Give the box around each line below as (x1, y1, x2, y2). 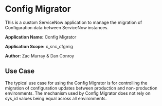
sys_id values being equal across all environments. (5, 95, 107, 101)
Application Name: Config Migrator (5, 34, 77, 40)
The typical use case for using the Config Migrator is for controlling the (5, 80, 147, 86)
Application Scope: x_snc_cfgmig (5, 43, 73, 49)
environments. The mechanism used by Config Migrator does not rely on (5, 90, 151, 96)
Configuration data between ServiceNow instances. (5, 24, 108, 30)
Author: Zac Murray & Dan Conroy (5, 53, 74, 59)
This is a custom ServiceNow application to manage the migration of (5, 19, 142, 25)
